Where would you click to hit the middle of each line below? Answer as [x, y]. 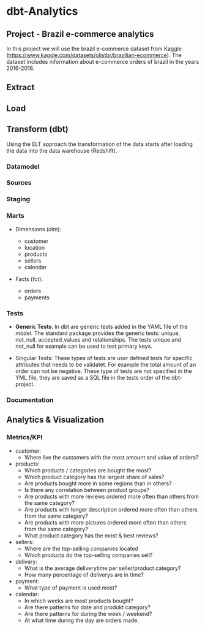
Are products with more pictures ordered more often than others [105, 522]
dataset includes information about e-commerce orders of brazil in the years [103, 62]
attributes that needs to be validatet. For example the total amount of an [106, 364]
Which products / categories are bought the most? [88, 470]
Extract [20, 87]
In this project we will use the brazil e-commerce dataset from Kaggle [94, 48]
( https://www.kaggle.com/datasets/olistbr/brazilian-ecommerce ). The [94, 55]
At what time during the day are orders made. [82, 620]
